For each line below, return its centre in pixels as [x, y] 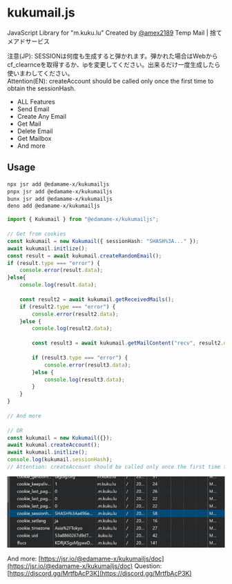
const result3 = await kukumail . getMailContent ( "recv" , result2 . [128, 343]
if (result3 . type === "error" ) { [80, 358]
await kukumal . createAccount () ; [54, 445]
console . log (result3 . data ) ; [85, 380]
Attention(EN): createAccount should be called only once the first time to [110, 81]
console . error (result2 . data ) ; [75, 314]
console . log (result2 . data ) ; [72, 329]
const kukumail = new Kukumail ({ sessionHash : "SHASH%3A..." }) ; [103, 241]
